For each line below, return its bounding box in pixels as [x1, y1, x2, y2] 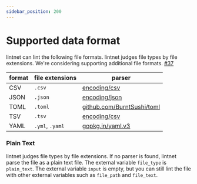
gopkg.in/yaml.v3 [82, 122, 131, 130]
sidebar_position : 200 [6, 8, 62, 15]
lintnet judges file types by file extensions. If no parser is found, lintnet [6, 152, 177, 159]
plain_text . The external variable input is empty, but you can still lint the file [6, 165, 191, 172]
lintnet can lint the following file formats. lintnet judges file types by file [6, 53, 178, 61]
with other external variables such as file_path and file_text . [6, 171, 158, 178]
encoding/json [82, 93, 122, 101]
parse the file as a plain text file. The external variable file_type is [6, 159, 166, 166]
